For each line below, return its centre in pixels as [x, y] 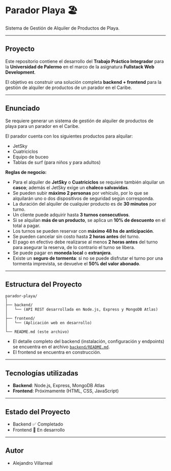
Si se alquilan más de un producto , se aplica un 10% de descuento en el [89, 220]
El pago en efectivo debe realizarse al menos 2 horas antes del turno [85, 242]
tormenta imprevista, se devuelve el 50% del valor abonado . [77, 263]
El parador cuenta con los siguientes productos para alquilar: [69, 136]
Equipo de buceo [31, 156]
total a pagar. [26, 226]
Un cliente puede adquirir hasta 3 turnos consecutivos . [71, 215]
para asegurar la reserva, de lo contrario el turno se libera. [74, 247]
